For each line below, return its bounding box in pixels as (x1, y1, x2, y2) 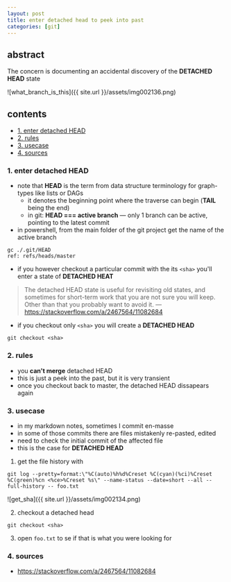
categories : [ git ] (7, 23, 60, 30)
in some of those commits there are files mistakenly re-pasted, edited (17, 429, 216, 437)
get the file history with (17, 457, 83, 465)
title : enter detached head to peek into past (7, 17, 144, 24)
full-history (7, 483, 45, 490)
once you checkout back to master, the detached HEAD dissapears (17, 381, 209, 389)
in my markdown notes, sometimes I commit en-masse (17, 421, 174, 430)
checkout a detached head (17, 508, 94, 517)
